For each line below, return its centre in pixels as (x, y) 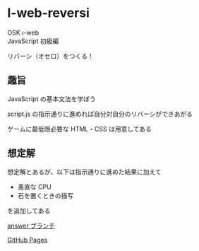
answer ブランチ (31, 226)
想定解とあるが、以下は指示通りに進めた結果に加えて (85, 172)
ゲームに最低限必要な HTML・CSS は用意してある (79, 129)
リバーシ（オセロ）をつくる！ (50, 56)
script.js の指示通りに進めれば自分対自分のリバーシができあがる (100, 114)
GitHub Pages (28, 240)
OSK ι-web (23, 33)
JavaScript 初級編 (33, 41)
